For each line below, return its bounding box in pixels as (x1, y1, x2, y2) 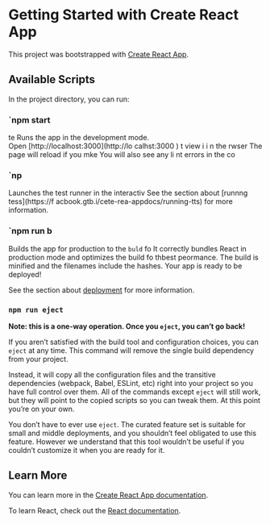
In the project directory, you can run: (8, 94, 130, 104)
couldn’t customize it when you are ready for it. (8, 445, 165, 455)
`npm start (8, 114, 51, 126)
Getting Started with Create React (8, 6, 239, 24)
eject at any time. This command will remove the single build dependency (8, 345, 255, 355)
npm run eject (8, 305, 64, 314)
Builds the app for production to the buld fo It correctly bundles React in (8, 243, 247, 253)
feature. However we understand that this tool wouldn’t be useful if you (8, 437, 244, 446)
